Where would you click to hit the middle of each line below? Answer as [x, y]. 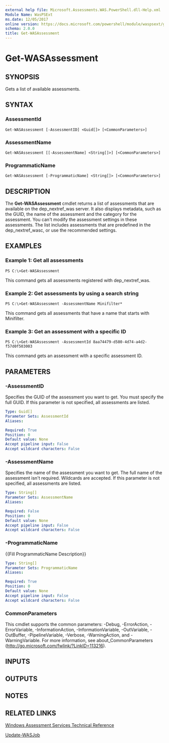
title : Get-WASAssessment [32, 33]
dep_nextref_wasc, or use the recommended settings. [61, 231]
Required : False [22, 511]
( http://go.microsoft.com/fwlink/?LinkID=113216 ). [56, 646]
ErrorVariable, [20, 630]
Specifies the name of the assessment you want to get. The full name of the [84, 473]
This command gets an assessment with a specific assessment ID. [74, 356]
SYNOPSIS [22, 77]
